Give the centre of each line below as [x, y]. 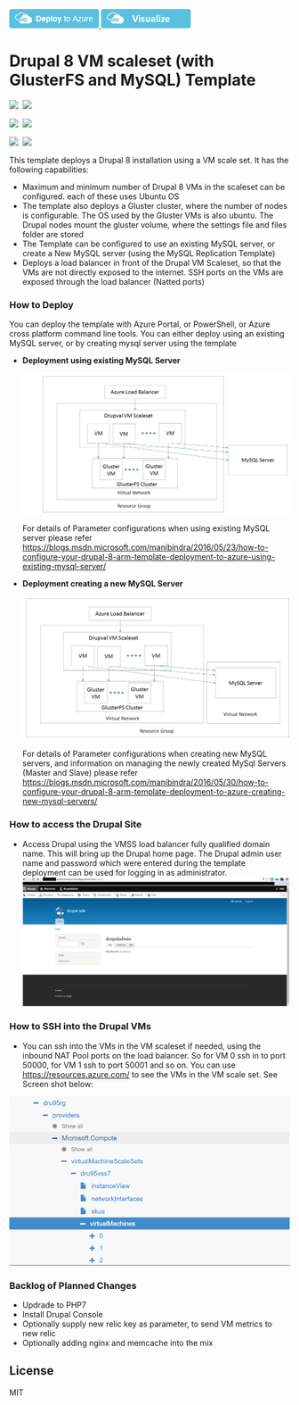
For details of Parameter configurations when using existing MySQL [146, 528]
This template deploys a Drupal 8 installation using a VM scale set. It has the [149, 160]
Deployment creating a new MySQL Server [102, 583]
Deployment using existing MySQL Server [101, 361]
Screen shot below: [57, 1084]
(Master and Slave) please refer [80, 773]
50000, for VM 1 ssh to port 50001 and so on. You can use [129, 1065]
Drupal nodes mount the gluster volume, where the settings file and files [154, 224]
